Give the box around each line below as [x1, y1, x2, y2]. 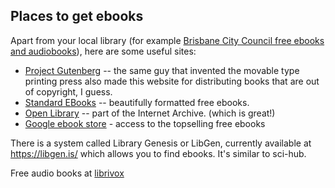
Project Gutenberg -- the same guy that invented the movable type [24, 64, 300, 76]
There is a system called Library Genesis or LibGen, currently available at [10, 137, 312, 149]
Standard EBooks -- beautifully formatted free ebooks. [24, 96, 250, 108]
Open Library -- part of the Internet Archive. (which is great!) [24, 107, 276, 119]
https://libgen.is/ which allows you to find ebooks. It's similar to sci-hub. [10, 147, 307, 159]
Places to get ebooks [10, 8, 144, 25]
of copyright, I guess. [24, 85, 113, 98]
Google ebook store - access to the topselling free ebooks [24, 117, 266, 129]
